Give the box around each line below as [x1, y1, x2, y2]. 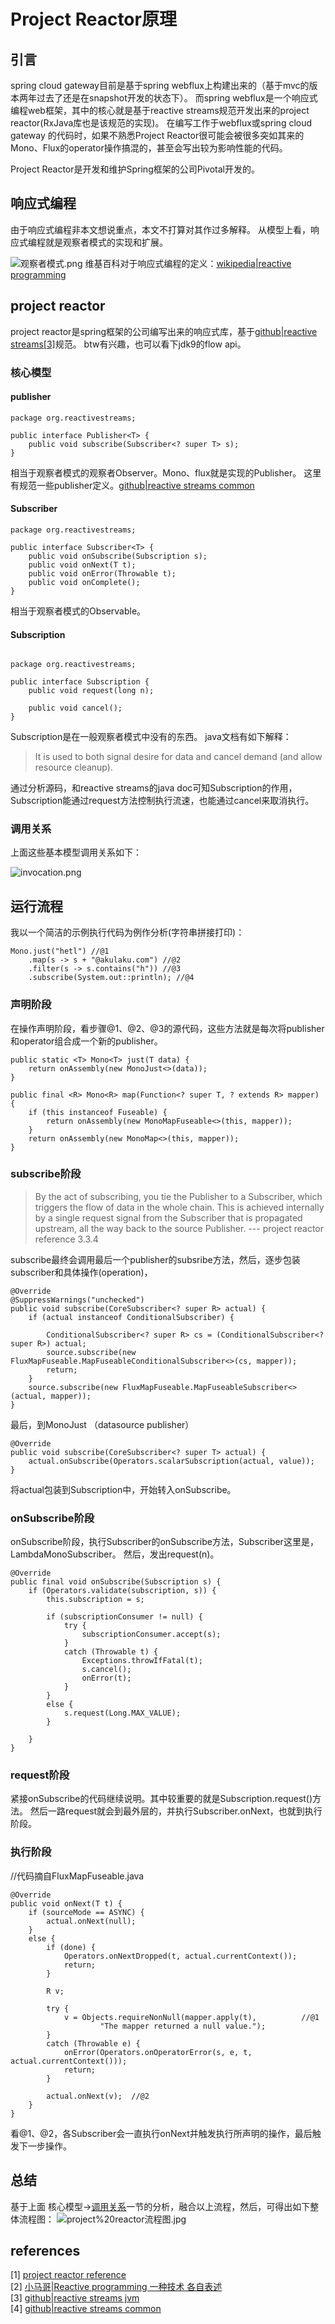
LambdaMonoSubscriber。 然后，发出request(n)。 [10, 1548, 220, 1560]
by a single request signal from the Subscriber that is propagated [34, 1211, 303, 1224]
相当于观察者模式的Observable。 [10, 605, 147, 617]
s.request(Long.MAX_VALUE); [63, 1708, 182, 1719]
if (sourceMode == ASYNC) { [28, 1907, 145, 1917]
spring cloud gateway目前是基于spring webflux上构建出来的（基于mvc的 [10, 80, 310, 91]
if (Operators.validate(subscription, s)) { [28, 1586, 217, 1596]
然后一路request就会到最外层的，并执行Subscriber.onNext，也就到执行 [29, 1805, 323, 1817]
